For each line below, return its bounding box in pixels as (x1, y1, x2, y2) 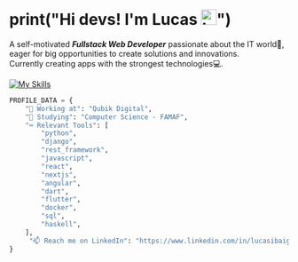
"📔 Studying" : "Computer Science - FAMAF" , (25, 112, 189, 122)
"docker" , (41, 203, 77, 212)
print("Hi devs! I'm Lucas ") (9, 10, 232, 30)
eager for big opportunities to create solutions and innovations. (9, 48, 239, 59)
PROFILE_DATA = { (9, 96, 74, 105)
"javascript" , (41, 154, 93, 163)
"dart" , (41, 187, 69, 195)
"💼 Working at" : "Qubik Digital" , (25, 104, 153, 113)
